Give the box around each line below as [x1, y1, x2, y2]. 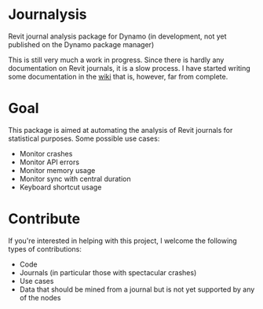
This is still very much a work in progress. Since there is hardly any [8, 55, 225, 64]
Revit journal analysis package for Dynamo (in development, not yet [8, 31, 227, 41]
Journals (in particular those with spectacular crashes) [19, 267, 197, 277]
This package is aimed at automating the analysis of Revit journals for [8, 125, 233, 134]
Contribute [8, 210, 81, 228]
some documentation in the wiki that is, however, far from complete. [8, 72, 228, 81]
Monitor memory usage [19, 165, 96, 175]
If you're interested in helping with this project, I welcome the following [8, 236, 237, 245]
